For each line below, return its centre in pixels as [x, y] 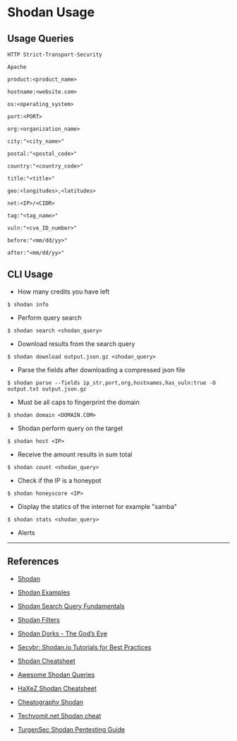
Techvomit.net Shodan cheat [59, 716]
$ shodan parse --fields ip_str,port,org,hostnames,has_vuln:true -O [112, 383]
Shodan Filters [38, 619]
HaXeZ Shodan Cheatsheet [57, 688]
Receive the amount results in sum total [75, 454]
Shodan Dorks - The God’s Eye [62, 633]
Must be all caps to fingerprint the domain [78, 402]
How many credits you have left [63, 292]
